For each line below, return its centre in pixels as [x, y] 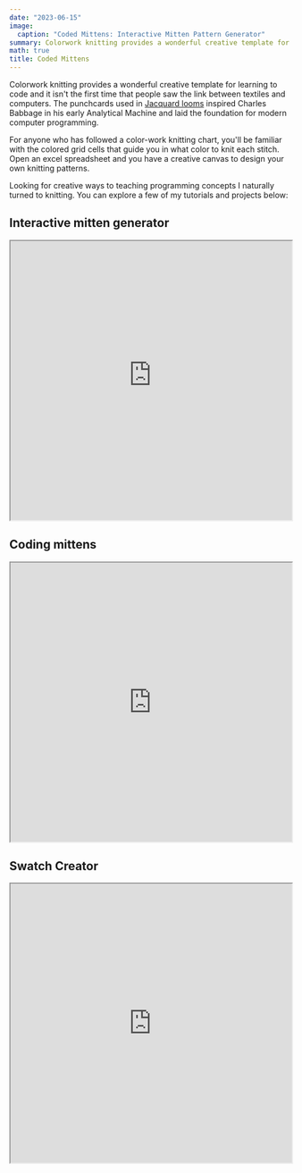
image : [21, 26]
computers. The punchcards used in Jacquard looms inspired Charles [138, 103]
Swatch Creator [54, 866]
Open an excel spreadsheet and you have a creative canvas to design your [147, 159]
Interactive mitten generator [89, 223]
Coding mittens [53, 545]
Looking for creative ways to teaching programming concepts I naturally [142, 185]
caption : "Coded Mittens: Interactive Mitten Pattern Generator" [142, 34]
